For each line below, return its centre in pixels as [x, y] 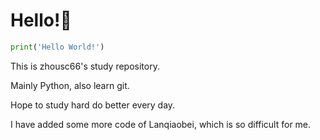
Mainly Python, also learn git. [70, 85]
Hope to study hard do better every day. [93, 105]
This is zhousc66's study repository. [85, 66]
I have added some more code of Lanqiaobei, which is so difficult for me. [161, 124]
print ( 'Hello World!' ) [57, 47]
